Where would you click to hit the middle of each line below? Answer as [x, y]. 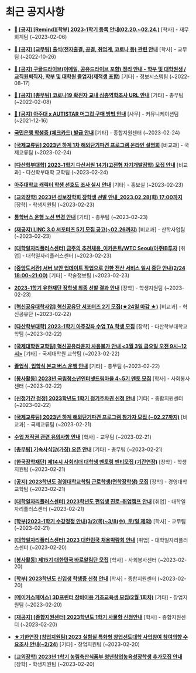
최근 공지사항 [35, 12]
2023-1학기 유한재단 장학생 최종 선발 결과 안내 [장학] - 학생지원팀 [88, 288]
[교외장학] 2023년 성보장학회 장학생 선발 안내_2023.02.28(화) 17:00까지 [98, 197]
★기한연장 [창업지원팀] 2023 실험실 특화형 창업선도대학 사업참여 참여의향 [98, 637]
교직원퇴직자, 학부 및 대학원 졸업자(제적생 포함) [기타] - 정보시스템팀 [91, 76]
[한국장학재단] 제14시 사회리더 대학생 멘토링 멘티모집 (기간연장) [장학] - [95, 462]
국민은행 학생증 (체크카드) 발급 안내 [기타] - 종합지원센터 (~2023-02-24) [97, 132]
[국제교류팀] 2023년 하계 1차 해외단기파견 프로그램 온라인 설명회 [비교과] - [98, 145]
